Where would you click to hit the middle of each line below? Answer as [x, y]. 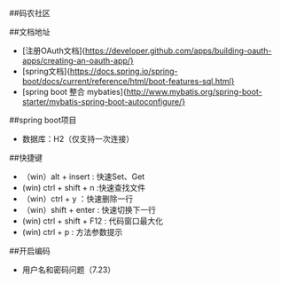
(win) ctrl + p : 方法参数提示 [72, 232]
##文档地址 [30, 32]
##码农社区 [30, 13]
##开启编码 [30, 251]
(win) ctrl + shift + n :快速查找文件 [84, 188]
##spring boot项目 [43, 120]
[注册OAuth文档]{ [54, 51]
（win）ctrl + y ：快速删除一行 [78, 199]
